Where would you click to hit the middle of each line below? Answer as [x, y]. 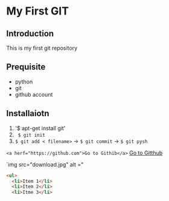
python [24, 81]
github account [34, 94]
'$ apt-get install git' [40, 128]
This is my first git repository [42, 48]
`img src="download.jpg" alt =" [45, 164]
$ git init [31, 135]
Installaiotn [28, 114]
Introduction [30, 34]
